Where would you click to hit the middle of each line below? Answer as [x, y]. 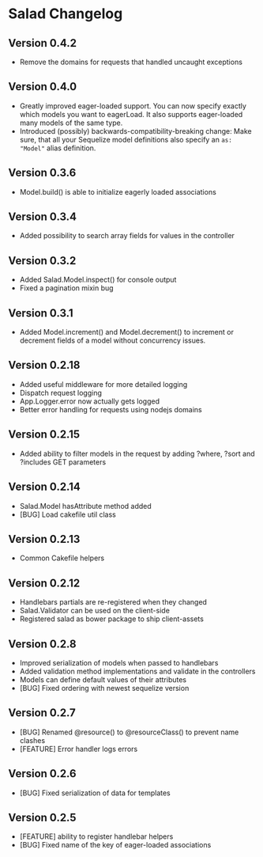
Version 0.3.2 [42, 261]
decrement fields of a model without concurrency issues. [113, 340]
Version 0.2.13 [44, 539]
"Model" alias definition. [58, 148]
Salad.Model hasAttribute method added [85, 506]
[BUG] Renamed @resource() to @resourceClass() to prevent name [129, 732]
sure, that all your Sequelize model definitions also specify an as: [126, 139]
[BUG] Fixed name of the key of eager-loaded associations [115, 845]
